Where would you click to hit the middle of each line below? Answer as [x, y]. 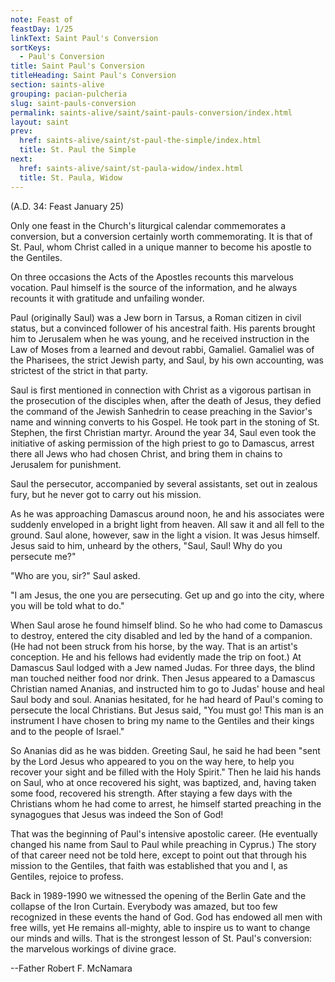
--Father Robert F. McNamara [71, 968]
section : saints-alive [57, 85]
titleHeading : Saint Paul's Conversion [93, 76]
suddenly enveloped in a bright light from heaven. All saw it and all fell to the [167, 524]
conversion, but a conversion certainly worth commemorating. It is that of [161, 236]
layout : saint [40, 122]
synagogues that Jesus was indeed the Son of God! [117, 814]
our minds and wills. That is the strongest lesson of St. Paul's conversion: [161, 938]
